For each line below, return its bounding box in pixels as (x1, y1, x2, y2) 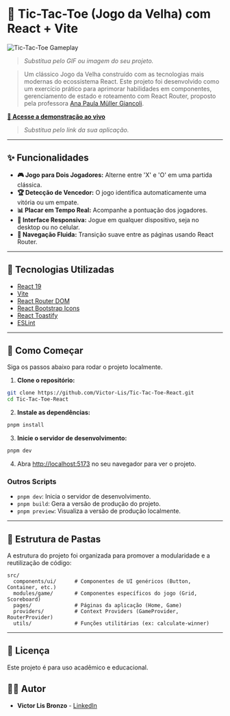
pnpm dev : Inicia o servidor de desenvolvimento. (16, 492, 151, 501)
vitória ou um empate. (16, 198, 79, 206)
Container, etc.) (7, 584, 57, 590)
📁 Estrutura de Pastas (7, 533, 101, 545)
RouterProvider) (7, 614, 53, 621)
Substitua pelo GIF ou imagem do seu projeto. (23, 56, 154, 64)
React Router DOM (16, 296, 71, 305)
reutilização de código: (7, 558, 72, 566)
